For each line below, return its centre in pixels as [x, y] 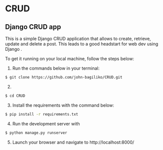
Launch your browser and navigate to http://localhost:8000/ [73, 142]
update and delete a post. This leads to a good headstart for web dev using [82, 44]
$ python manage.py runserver [36, 133]
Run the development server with [46, 123]
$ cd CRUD [15, 96]
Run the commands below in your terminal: [56, 68]
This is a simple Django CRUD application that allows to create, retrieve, [78, 38]
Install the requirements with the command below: [63, 105]
